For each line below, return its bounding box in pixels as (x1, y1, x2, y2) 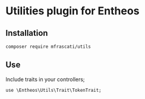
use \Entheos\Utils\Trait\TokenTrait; (5, 87, 102, 93)
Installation (5, 28, 48, 38)
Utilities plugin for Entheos (5, 4, 140, 18)
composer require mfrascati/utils (5, 44, 92, 49)
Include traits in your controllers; (5, 76, 85, 83)
